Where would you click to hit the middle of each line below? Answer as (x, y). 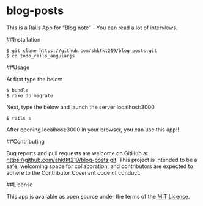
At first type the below (34, 79)
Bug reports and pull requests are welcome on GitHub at (77, 153)
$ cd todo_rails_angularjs (41, 56)
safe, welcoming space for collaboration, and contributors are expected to (100, 166)
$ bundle (17, 90)
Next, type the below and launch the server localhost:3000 (80, 107)
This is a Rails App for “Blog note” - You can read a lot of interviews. (92, 28)
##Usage (18, 67)
